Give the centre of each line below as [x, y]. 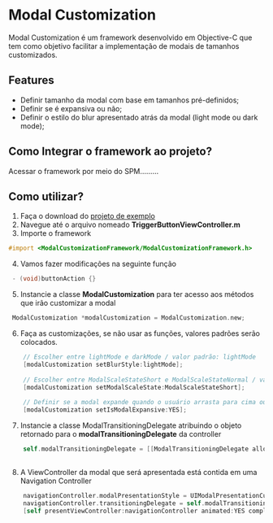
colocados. [39, 342]
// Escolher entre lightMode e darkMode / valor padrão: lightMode [139, 357]
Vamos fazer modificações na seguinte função [98, 264]
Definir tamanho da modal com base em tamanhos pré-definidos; [130, 100]
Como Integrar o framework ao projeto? [110, 152]
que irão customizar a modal [68, 303]
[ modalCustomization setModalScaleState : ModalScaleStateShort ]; [134, 387]
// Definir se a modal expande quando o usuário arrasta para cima [139, 403]
